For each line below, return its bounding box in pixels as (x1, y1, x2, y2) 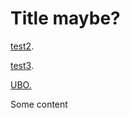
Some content (10, 98, 68, 110)
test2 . (10, 40, 35, 52)
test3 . (10, 59, 34, 71)
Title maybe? (10, 7, 121, 30)
